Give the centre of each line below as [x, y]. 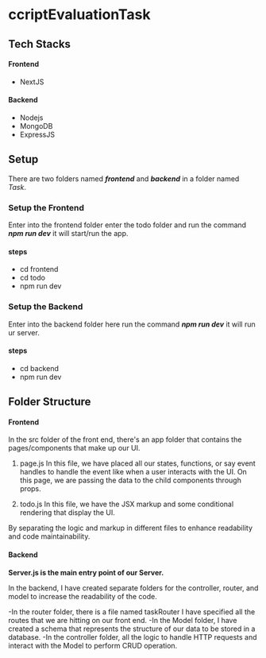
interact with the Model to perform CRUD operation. [93, 645]
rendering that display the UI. [67, 513]
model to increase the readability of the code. [83, 596]
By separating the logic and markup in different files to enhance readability [130, 528]
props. [30, 489]
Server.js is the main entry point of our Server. [86, 572]
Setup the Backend [46, 307]
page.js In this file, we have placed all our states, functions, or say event [137, 463]
